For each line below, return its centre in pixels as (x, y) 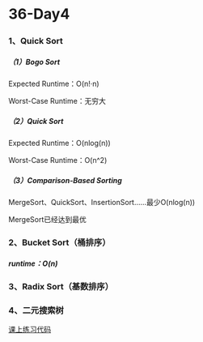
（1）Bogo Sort (34, 62)
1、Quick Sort (36, 41)
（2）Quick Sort (36, 121)
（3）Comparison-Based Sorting (66, 180)
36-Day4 (39, 14)
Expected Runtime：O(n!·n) (54, 84)
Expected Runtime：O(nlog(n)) (59, 143)
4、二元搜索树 (36, 310)
